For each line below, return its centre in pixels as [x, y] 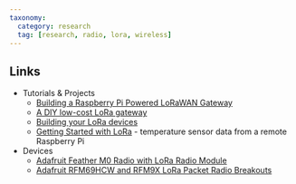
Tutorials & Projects [59, 93]
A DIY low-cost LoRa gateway [91, 112]
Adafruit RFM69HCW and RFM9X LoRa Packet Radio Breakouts [154, 170]
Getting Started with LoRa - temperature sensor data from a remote [162, 131]
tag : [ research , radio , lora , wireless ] [95, 34]
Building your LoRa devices [87, 122]
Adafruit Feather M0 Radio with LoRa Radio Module [132, 160]
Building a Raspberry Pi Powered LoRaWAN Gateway [134, 103]
